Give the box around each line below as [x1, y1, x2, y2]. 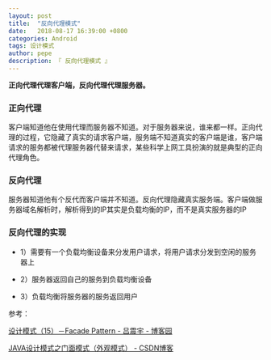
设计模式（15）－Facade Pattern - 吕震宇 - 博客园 [8, 325, 173, 336]
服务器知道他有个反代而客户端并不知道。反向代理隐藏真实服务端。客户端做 [8, 195, 256, 205]
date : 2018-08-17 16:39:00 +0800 [8, 27, 128, 35]
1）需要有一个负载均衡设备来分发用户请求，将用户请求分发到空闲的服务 [19, 247, 256, 256]
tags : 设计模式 [8, 42, 55, 50]
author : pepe [8, 49, 52, 57]
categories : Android [8, 34, 78, 43]
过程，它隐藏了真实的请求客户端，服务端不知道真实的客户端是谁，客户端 [22, 133, 263, 142]
